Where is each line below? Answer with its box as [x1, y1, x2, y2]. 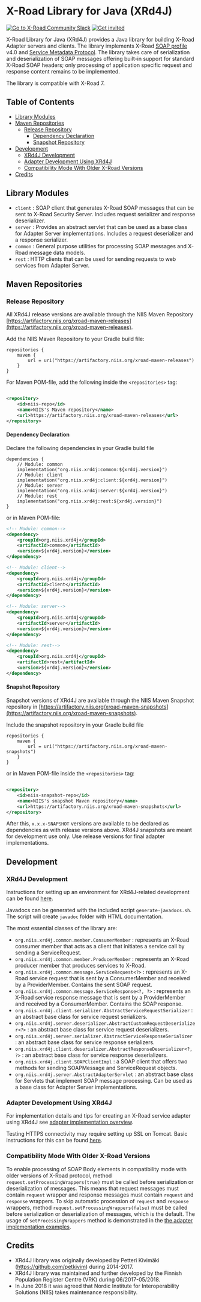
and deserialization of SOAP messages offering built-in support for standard [6, 55, 194, 62]
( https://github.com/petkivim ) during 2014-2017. [14, 1263, 134, 1270]
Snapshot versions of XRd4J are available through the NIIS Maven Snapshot [6, 697, 194, 704]
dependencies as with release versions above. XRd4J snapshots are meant [6, 827, 192, 834]
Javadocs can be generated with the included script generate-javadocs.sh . [6, 907, 192, 914]
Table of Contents [6, 97, 75, 107]
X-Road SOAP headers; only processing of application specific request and [6, 61, 192, 69]
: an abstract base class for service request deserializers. [27, 1026, 169, 1033]
